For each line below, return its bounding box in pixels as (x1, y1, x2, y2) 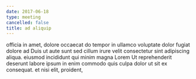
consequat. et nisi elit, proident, (6, 66, 83, 74)
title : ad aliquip (6, 25, 52, 31)
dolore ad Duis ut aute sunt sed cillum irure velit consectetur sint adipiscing (6, 48, 190, 55)
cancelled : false (6, 19, 49, 25)
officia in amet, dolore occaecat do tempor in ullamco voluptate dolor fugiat (6, 41, 191, 48)
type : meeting (6, 14, 41, 20)
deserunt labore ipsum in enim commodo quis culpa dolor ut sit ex (6, 60, 168, 67)
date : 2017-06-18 (6, 8, 49, 15)
